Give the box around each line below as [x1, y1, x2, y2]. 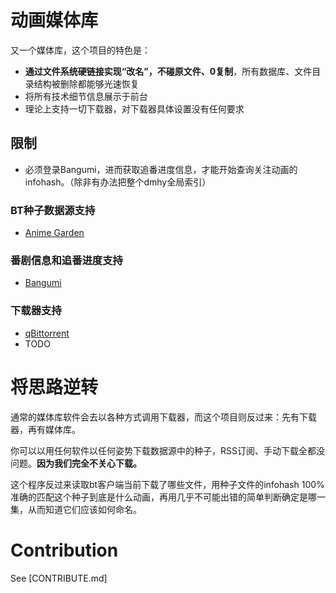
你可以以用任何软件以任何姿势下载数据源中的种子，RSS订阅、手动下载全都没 [10, 444, 325, 456]
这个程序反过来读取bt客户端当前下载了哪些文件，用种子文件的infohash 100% [10, 478, 325, 490]
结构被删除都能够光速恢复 [33, 77, 140, 90]
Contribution [10, 539, 119, 561]
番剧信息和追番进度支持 [10, 253, 123, 267]
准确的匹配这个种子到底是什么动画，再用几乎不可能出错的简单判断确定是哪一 [10, 491, 326, 503]
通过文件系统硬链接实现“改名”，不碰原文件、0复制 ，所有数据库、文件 [24, 65, 313, 77]
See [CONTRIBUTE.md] [10, 572, 108, 584]
